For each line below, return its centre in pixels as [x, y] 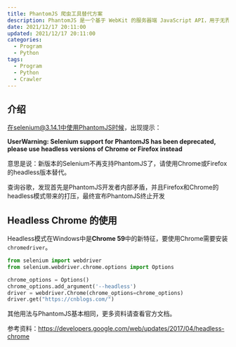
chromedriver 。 [29, 247]
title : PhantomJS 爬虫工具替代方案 [55, 14]
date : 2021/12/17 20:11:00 [47, 27]
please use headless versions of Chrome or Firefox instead [95, 149]
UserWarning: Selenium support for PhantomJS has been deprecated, [112, 142]
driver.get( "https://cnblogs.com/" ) [61, 299]
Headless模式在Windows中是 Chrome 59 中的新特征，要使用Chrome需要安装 [118, 238]
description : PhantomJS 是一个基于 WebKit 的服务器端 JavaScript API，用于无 [116, 20]
